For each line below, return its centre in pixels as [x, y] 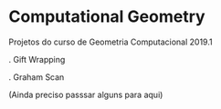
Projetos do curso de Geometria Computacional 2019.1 [110, 42]
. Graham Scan [37, 77]
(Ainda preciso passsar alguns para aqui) [86, 94]
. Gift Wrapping [37, 59]
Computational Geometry [107, 17]
